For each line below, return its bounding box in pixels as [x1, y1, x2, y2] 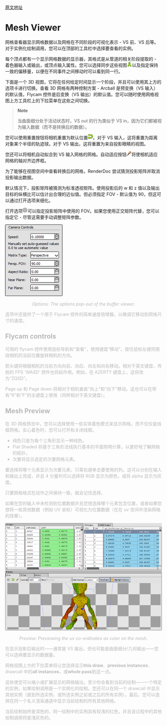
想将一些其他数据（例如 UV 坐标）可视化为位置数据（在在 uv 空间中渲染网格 [5, 507, 161, 513]
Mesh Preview [5, 407, 51, 415]
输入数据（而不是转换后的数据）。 [21, 124, 89, 130]
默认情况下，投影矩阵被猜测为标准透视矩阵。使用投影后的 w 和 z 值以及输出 [5, 185, 160, 191]
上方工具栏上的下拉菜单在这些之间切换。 [9, 98, 92, 104]
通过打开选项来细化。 [9, 197, 53, 203]
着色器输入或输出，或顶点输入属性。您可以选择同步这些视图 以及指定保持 [5, 62, 158, 68]
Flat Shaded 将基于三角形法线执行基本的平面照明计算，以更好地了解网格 [12, 443, 161, 449]
